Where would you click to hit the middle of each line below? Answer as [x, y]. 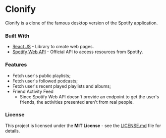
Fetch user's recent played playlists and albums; [62, 86]
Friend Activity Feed [33, 91]
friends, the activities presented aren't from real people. [77, 102]
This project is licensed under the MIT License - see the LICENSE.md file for [83, 126]
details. [13, 131]
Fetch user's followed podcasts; [45, 81]
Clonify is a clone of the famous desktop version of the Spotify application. [82, 23]
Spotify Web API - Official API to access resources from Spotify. [78, 52]
